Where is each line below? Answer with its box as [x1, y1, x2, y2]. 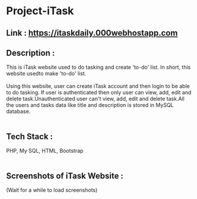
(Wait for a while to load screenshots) [6, 187, 98, 194]
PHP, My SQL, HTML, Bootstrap [6, 147, 84, 154]
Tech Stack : [6, 131, 53, 141]
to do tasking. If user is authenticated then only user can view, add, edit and [6, 89, 192, 96]
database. [6, 108, 31, 115]
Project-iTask [6, 4, 74, 18]
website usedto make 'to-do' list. [6, 70, 87, 77]
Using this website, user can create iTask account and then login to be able [6, 83, 190, 90]
